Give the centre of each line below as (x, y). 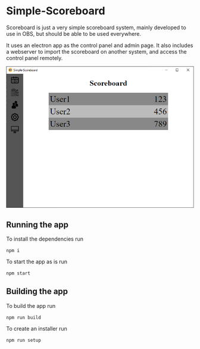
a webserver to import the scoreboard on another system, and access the (96, 51)
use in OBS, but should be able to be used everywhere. (74, 33)
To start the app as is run (37, 261)
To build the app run (31, 306)
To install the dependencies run (45, 239)
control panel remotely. (35, 58)
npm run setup (24, 340)
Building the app (37, 292)
